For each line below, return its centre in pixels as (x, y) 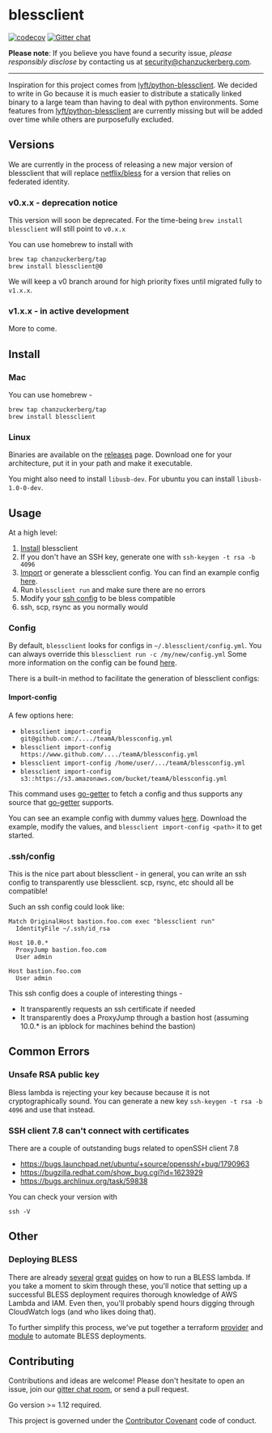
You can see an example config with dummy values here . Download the (127, 818)
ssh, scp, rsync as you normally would (84, 607)
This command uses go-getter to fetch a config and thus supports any (125, 793)
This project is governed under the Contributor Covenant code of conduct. (133, 1421)
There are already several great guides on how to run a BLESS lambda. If (130, 1277)
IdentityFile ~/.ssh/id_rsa (63, 928)
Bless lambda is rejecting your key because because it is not (109, 1092)
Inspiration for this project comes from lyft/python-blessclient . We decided (133, 85)
